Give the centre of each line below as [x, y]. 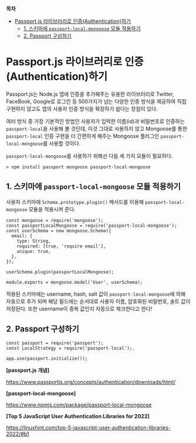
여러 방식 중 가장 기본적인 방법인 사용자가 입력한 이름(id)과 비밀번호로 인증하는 [95, 121]
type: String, [34, 241]
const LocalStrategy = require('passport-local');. [70, 348]
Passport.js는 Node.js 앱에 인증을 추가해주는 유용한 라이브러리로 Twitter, [90, 94]
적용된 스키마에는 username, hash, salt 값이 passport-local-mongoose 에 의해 [96, 294]
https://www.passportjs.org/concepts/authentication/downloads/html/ [91, 382]
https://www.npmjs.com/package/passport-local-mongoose [79, 405]
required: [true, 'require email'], [62, 246]
